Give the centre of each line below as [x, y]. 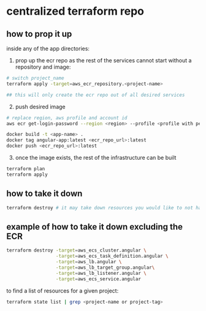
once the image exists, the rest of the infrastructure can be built [96, 158]
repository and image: [43, 67]
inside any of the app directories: [48, 48]
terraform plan [26, 169]
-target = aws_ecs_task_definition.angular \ [112, 256]
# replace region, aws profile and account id [67, 118]
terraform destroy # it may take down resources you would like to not [100, 208]
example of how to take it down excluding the [94, 227]
